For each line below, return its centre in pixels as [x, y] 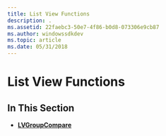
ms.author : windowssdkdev [45, 34]
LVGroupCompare [45, 125]
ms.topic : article [34, 40]
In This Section [41, 108]
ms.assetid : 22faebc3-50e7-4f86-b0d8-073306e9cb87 [83, 27]
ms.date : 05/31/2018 [38, 47]
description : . [30, 21]
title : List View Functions [49, 14]
